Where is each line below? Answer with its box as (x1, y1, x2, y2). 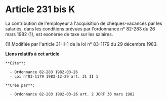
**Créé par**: (5, 83, 35, 88)
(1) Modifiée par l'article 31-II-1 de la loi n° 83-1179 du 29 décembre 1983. (5, 41, 158, 47)
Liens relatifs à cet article (5, 51, 60, 57)
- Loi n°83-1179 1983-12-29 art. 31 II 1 (10, 74, 99, 79)
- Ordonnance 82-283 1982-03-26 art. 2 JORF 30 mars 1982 (10, 91, 135, 97)
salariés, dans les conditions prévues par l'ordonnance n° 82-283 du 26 (5, 25, 155, 31)
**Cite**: (5, 60, 26, 65)
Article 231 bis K (5, 4, 75, 15)
